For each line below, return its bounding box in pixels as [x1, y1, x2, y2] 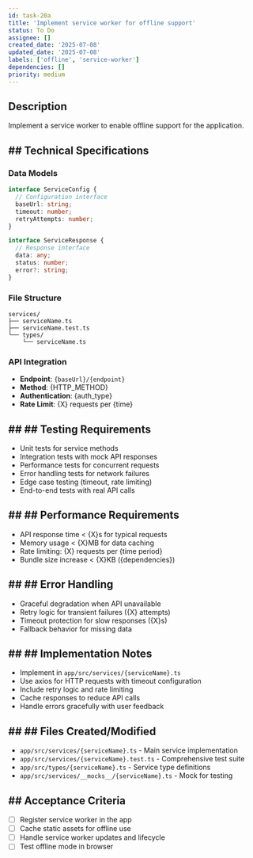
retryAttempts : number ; [15, 215, 93, 223]
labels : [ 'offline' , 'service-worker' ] [8, 56, 140, 64]
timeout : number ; [15, 208, 73, 215]
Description [8, 100, 67, 113]
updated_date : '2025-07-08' [8, 48, 101, 56]
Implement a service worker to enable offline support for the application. [8, 120, 244, 131]
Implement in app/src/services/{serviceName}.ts [19, 668, 182, 677]
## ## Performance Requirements [8, 509, 179, 522]
